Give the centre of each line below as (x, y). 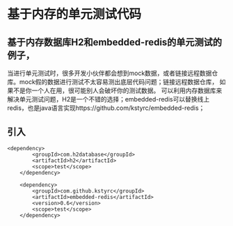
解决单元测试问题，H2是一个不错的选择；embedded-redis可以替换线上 (109, 99)
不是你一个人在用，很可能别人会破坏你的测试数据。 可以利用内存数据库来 (118, 90)
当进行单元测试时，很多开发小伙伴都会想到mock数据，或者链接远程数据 (110, 73)
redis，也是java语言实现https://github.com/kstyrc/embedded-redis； (106, 108)
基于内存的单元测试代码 (74, 14)
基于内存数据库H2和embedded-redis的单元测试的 (115, 42)
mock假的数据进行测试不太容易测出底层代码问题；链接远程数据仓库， (119, 82)
